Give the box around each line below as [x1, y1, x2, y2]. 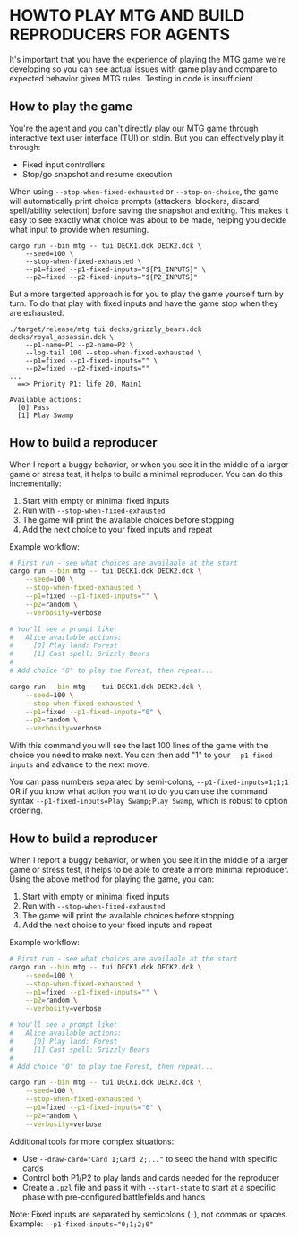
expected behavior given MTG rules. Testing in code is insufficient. [9, 73, 256, 83]
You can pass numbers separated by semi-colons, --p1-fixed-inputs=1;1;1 [9, 776, 289, 788]
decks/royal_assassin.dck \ [9, 332, 115, 341]
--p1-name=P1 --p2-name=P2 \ [25, 340, 134, 349]
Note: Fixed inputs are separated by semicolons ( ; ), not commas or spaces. [9, 1208, 288, 1219]
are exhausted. [9, 307, 64, 318]
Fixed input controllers [21, 158, 106, 170]
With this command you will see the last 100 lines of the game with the [9, 740, 268, 751]
